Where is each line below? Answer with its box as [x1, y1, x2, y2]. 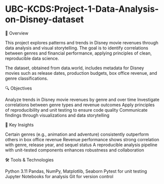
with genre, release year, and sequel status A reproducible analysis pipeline [5, 142, 158, 148]
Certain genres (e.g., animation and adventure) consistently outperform [5, 131, 149, 137]
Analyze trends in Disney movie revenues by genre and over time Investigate [5, 96, 160, 102]
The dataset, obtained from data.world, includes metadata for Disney [5, 65, 144, 71]
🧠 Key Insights [5, 122, 34, 127]
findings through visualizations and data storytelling [5, 112, 110, 118]
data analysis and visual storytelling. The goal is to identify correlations [5, 45, 148, 51]
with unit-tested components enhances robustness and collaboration [5, 147, 144, 153]
